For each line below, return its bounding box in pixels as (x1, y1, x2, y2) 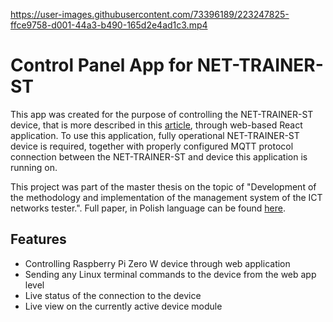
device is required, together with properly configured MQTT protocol (10, 140, 294, 152)
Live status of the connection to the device (24, 289, 202, 301)
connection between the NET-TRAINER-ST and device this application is (10, 150, 308, 163)
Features (10, 231, 67, 248)
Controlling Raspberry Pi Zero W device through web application (24, 257, 291, 269)
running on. (10, 161, 58, 173)
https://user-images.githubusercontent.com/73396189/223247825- (10, 9, 290, 20)
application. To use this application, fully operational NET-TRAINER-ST (10, 129, 300, 141)
